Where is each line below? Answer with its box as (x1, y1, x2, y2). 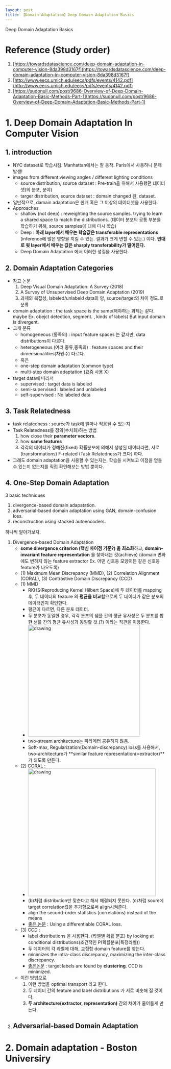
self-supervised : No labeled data (20, 392, 91, 398)
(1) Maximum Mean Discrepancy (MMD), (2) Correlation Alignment (20, 570, 160, 576)
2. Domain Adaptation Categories (5, 263, 114, 272)
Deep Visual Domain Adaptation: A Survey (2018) (20, 284, 124, 290)
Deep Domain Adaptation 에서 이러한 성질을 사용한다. (20, 249, 129, 255)
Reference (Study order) (5, 44, 111, 56)
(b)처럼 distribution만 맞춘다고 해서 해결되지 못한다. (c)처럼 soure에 (28, 897, 164, 904)
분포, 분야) (31, 187, 53, 193)
